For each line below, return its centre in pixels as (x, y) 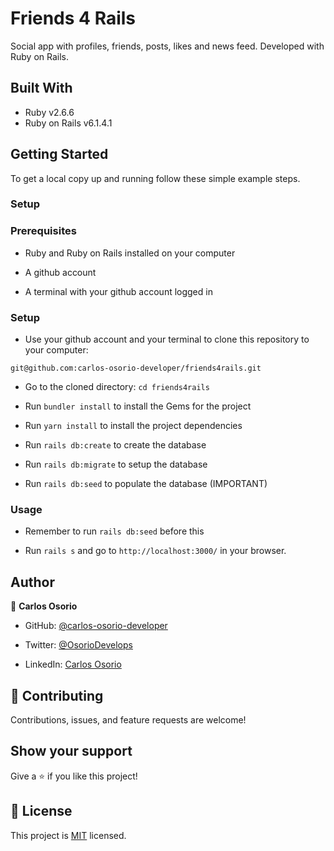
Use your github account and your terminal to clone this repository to (167, 339)
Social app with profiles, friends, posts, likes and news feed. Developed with (167, 46)
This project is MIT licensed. (68, 835)
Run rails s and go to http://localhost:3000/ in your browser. (155, 551)
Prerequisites (43, 231)
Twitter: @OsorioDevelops (78, 645)
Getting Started (59, 154)
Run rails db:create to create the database (115, 445)
